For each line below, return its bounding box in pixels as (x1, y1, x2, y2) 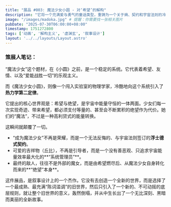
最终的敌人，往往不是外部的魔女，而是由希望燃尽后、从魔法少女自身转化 (12, 160, 164, 166)
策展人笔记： (5, 53, 37, 61)
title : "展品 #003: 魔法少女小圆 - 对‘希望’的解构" (5, 7, 106, 13)
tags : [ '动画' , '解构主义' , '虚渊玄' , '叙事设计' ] (5, 31, 105, 36)
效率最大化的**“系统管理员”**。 (17, 154, 84, 160)
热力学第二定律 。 (5, 90, 41, 96)
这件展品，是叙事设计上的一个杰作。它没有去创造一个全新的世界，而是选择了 (5, 178, 166, 184)
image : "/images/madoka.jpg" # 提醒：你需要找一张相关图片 (5, 17, 123, 22)
